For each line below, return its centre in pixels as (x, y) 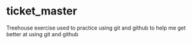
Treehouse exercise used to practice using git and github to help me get (96, 28)
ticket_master (42, 11)
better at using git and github (42, 34)
